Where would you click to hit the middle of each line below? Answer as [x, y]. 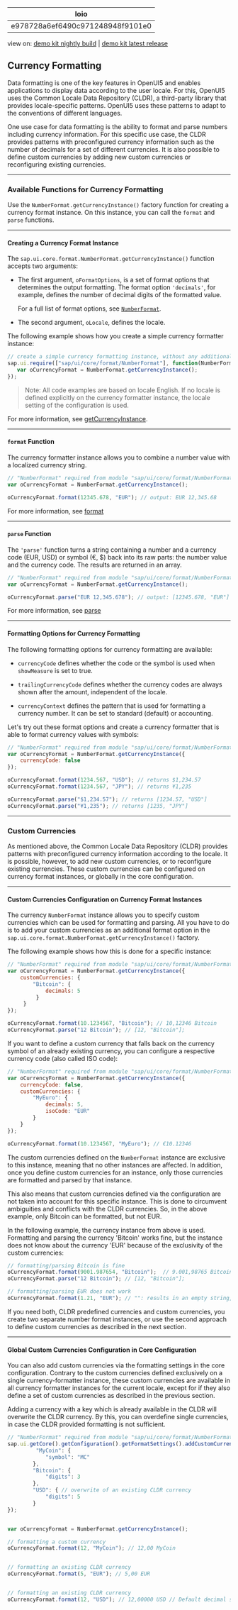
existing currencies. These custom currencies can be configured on [106, 869]
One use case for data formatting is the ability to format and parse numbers [118, 126]
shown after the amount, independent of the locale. [92, 692]
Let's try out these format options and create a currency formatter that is [113, 727]
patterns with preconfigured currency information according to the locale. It [118, 853]
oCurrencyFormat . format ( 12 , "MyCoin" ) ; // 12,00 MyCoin [91, 1548]
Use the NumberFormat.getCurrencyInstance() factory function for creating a [118, 205]
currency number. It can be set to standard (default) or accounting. [115, 713]
